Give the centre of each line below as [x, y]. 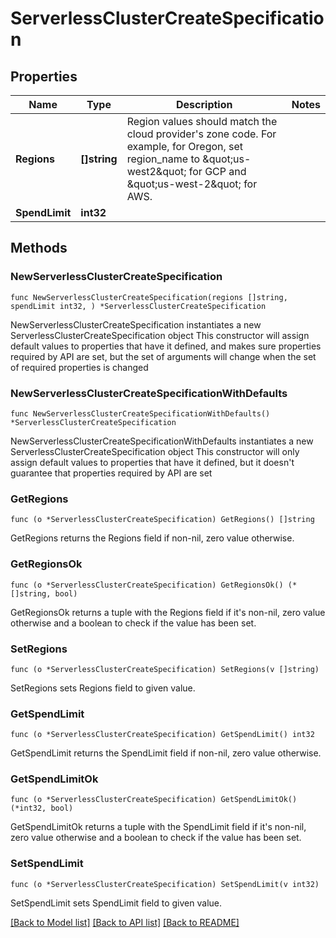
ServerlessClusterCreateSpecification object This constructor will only [155, 451]
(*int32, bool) [42, 808]
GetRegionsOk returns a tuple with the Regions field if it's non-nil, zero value [168, 612]
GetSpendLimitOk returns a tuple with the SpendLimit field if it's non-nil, [158, 827]
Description [204, 104]
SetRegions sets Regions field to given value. [103, 688]
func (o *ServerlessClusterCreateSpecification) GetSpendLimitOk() [154, 800]
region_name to [163, 159]
